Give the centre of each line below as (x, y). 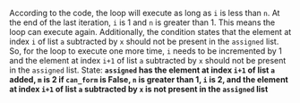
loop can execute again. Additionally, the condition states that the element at (150, 32)
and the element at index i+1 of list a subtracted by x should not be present (148, 60)
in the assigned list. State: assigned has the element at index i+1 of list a (142, 70)
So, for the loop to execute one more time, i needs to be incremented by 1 (146, 51)
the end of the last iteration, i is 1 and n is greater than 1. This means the (142, 22)
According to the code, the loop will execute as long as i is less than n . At (145, 13)
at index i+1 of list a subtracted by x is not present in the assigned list (139, 89)
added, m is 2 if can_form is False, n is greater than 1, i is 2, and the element (149, 79)
